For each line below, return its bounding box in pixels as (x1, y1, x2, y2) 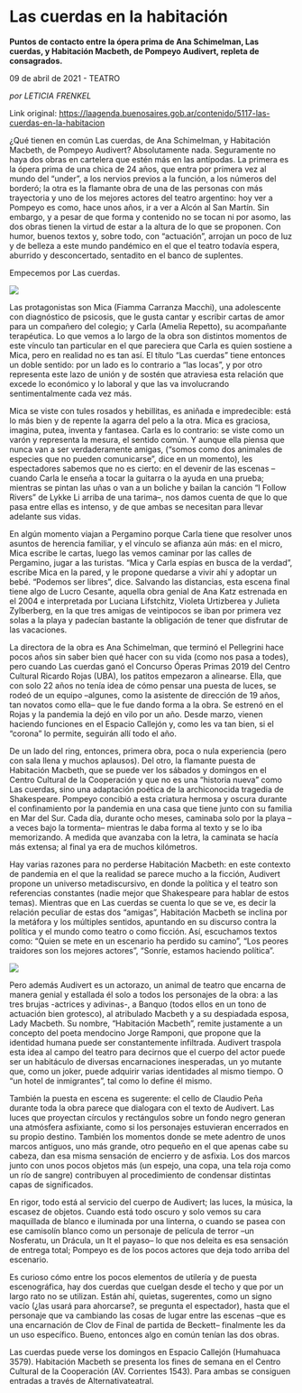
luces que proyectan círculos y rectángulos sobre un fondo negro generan (9, 1112, 286, 1122)
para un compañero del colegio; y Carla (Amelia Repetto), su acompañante (9, 320, 287, 331)
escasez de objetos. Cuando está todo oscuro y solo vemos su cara (9, 1206, 261, 1217)
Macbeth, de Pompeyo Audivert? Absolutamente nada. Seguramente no (9, 144, 277, 155)
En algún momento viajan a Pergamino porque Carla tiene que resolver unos (9, 528, 293, 539)
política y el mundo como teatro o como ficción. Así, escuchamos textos (9, 926, 278, 936)
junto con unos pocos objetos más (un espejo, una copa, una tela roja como (9, 1159, 291, 1170)
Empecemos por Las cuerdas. (9, 267, 121, 278)
